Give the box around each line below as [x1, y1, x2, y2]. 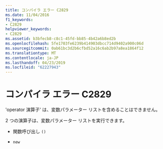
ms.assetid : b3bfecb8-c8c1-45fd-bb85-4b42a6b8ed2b [5, 36, 116, 42]
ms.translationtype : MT [5, 50, 57, 55]
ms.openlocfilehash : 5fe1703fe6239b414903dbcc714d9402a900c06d [5, 41, 144, 46]
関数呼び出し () [12, 128, 46, 135]
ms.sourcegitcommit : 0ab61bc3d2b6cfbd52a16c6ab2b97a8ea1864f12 [5, 46, 144, 51]
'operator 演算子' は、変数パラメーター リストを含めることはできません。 [5, 106, 160, 113]
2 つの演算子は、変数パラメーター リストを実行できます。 [5, 118, 128, 124]
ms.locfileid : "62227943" [5, 65, 61, 70]
